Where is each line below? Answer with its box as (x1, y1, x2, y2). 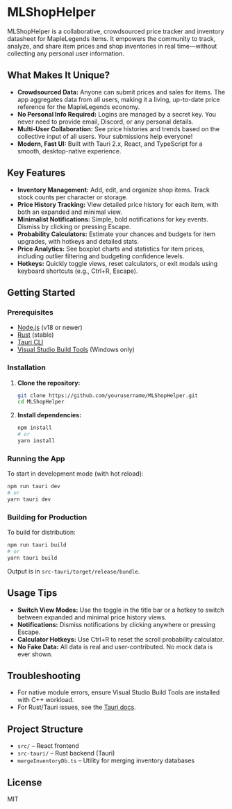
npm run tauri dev (7, 483, 60, 490)
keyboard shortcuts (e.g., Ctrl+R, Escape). (17, 267, 138, 275)
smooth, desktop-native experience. (17, 147, 122, 155)
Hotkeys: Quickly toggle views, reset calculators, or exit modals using (17, 259, 217, 267)
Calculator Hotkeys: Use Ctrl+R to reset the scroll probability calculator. (17, 635, 224, 643)
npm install (17, 424, 52, 431)
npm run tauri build (7, 542, 67, 549)
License (7, 776, 42, 788)
